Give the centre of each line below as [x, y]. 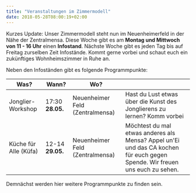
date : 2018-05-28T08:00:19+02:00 [47, 17]
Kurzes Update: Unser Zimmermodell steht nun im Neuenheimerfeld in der [95, 33]
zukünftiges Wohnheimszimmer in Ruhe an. [58, 58]
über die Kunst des [151, 101]
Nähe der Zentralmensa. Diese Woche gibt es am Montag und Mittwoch [93, 40]
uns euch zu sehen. [152, 169]
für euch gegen [146, 154]
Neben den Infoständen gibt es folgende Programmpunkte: [77, 70]
